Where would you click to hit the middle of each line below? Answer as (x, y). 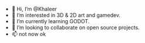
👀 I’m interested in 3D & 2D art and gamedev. (66, 15)
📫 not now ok (28, 34)
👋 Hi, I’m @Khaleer (34, 9)
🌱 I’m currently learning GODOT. (50, 21)
